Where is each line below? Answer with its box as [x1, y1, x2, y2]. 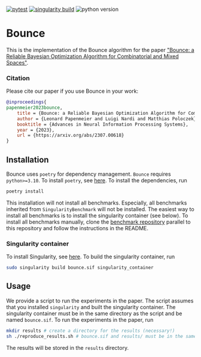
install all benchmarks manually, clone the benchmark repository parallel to [6, 218, 191, 225]
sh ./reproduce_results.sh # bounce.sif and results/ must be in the [6, 333, 184, 339]
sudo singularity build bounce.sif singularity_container [6, 265, 154, 271]
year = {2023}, [17, 127, 55, 133]
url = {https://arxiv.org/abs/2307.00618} [17, 132, 124, 139]
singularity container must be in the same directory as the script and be [6, 310, 182, 317]
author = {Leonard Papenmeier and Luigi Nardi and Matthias [17, 115, 170, 122]
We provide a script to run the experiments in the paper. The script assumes [6, 297, 194, 304]
